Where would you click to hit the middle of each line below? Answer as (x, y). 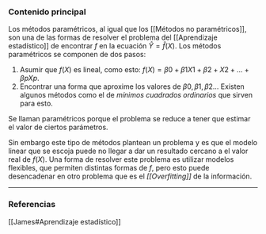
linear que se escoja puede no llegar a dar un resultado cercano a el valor (128, 151)
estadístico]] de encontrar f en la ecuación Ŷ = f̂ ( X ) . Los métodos (115, 46)
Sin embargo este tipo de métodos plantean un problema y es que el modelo (133, 143)
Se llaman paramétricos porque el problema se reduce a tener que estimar (129, 119)
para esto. (36, 104)
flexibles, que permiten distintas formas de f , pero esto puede (109, 168)
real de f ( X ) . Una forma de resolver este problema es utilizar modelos (121, 159)
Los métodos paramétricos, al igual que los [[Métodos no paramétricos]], (127, 29)
